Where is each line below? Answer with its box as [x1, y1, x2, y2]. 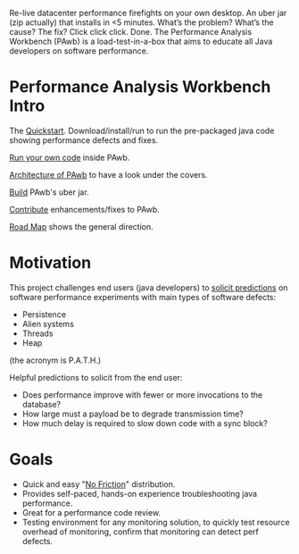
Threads [21, 328, 54, 339]
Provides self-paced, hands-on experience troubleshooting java [21, 488, 257, 499]
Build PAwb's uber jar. [9, 187, 89, 197]
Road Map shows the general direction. [9, 221, 154, 231]
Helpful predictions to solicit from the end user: [9, 372, 183, 382]
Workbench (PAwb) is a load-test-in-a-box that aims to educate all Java [9, 36, 273, 46]
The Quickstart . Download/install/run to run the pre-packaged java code [9, 125, 275, 136]
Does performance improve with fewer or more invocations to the [21, 389, 263, 400]
